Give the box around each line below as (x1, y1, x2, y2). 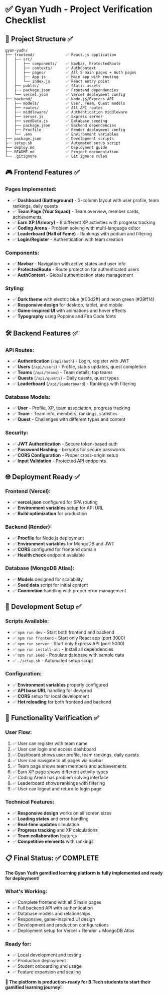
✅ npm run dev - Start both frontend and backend (12, 629, 114, 635)
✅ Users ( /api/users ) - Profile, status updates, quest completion (12, 363, 146, 369)
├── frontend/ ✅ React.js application (5, 52, 116, 57)
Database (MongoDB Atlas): (5, 565, 75, 572)
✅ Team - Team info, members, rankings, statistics (12, 411, 118, 417)
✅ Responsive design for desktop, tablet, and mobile (12, 302, 123, 308)
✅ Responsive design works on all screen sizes (12, 810, 112, 816)
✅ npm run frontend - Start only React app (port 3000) (12, 635, 125, 641)
